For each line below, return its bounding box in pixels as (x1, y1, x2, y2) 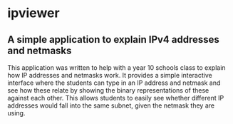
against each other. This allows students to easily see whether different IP (7, 94, 224, 102)
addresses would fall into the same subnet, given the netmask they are (7, 101, 215, 110)
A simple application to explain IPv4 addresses (7, 33, 219, 46)
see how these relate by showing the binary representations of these (7, 86, 209, 94)
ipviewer (7, 5, 60, 21)
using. (7, 109, 26, 117)
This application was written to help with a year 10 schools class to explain (7, 63, 226, 72)
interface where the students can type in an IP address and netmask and (7, 78, 221, 87)
